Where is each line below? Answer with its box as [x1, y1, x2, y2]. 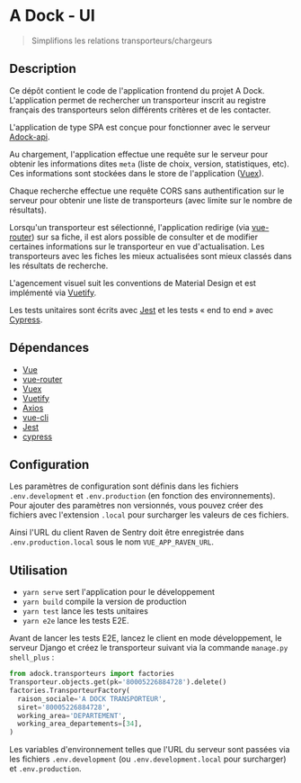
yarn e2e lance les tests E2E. [22, 616, 129, 626]
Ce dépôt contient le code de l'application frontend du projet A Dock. [9, 85, 265, 95]
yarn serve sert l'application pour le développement [22, 587, 216, 598]
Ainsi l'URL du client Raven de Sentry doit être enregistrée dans [9, 527, 244, 538]
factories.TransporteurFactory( [9, 686, 130, 695]
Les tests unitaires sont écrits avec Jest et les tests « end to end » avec [9, 304, 274, 315]
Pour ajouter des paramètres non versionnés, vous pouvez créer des [9, 500, 263, 511]
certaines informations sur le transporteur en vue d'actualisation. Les [9, 240, 265, 252]
